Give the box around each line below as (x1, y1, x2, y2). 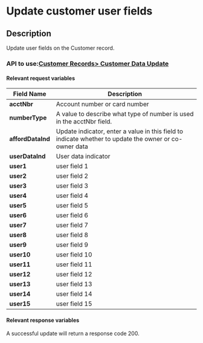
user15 (9, 299, 31, 308)
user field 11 (56, 260, 92, 269)
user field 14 (56, 290, 92, 298)
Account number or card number (56, 100, 149, 108)
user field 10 (56, 250, 92, 259)
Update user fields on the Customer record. (6, 44, 115, 51)
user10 (9, 250, 31, 259)
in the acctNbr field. (56, 117, 112, 126)
